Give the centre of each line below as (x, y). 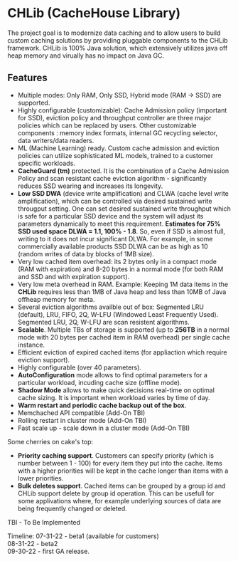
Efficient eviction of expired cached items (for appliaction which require (122, 352)
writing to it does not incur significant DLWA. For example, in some (115, 238)
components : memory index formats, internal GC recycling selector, (118, 132)
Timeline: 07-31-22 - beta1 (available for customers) (83, 536)
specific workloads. (47, 163)
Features (27, 78)
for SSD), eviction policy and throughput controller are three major (114, 117)
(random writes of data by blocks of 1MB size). (86, 253)
